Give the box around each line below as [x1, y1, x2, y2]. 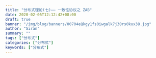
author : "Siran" [5, 26, 40, 31]
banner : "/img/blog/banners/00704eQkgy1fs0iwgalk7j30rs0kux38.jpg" [5, 21, 152, 27]
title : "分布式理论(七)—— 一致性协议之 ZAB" [5, 7, 92, 13]
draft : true [5, 17, 31, 22]
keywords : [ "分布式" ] [5, 45, 49, 50]
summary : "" [5, 31, 31, 36]
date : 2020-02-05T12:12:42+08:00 [5, 12, 76, 17]
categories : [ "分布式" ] [5, 40, 54, 45]
